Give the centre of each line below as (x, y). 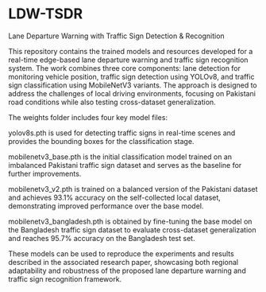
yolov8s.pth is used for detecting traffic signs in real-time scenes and (122, 133)
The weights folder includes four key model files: (88, 117)
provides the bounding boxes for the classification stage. (101, 141)
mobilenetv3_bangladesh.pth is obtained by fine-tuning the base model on (130, 221)
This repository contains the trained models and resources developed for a (131, 51)
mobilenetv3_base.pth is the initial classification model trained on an (120, 157)
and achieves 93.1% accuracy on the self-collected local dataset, (114, 197)
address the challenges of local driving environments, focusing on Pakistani (132, 93)
